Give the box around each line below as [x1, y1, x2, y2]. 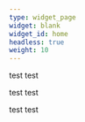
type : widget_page [9, 12, 76, 22]
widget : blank [9, 21, 61, 30]
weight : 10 [9, 46, 49, 55]
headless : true [9, 37, 65, 47]
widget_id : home [9, 29, 68, 38]
